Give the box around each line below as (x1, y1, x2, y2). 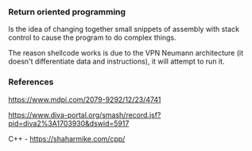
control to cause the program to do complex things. (8, 33, 176, 42)
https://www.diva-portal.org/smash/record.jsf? (8, 110, 161, 119)
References (8, 76, 54, 87)
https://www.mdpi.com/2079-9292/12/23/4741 (8, 95, 161, 104)
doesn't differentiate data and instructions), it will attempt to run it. (8, 56, 225, 66)
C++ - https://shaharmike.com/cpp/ (8, 134, 126, 143)
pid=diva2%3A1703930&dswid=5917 (8, 118, 130, 128)
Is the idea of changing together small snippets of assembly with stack (8, 25, 240, 34)
